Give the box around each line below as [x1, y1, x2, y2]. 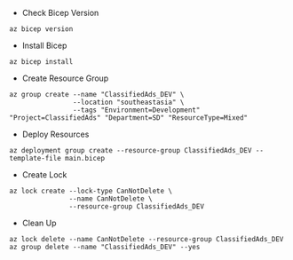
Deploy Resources [21, 129, 90, 139]
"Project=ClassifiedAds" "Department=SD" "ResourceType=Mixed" [9, 114, 249, 122]
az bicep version [9, 25, 74, 34]
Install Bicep [21, 40, 67, 51]
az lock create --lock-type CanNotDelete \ [9, 186, 173, 195]
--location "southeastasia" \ [72, 98, 185, 106]
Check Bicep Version [21, 8, 99, 18]
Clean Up [21, 217, 57, 228]
